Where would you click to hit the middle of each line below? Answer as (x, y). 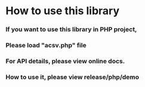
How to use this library (63, 11)
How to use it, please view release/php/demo (72, 77)
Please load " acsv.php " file (46, 46)
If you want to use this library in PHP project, (71, 30)
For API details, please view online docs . (65, 61)
